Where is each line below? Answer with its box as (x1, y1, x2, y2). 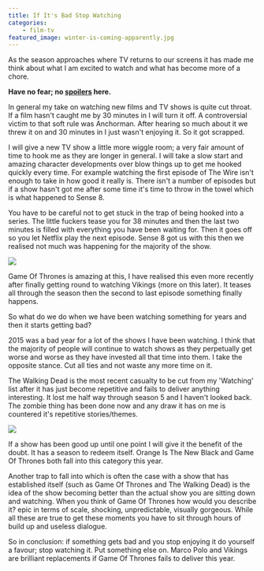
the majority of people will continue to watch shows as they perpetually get (8, 344, 252, 354)
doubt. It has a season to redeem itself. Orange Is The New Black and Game (8, 448, 255, 458)
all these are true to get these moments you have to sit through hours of (8, 514, 242, 523)
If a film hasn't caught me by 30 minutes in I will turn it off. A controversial (8, 111, 247, 121)
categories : (8, 19, 47, 27)
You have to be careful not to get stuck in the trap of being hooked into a (8, 208, 244, 217)
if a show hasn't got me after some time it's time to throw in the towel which (8, 184, 255, 194)
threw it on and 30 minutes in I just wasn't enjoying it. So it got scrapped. (8, 128, 245, 137)
